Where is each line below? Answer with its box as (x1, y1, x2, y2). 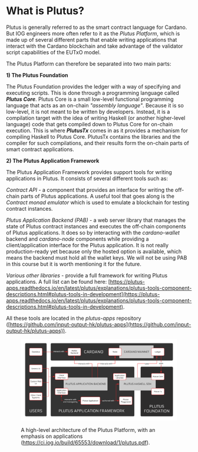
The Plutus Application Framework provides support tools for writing (6, 168, 172, 175)
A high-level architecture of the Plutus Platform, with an (21, 426, 156, 433)
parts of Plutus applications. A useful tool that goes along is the (20, 192, 175, 199)
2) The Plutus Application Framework (6, 157, 100, 164)
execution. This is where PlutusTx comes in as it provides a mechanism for (6, 127, 189, 134)
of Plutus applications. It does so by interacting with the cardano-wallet (6, 229, 180, 236)
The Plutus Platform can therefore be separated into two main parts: (6, 60, 171, 67)
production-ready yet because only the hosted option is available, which (6, 248, 182, 255)
